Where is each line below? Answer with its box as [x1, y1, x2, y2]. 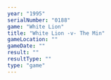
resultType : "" [7, 56, 52, 63]
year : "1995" [7, 10, 46, 17]
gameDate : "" [7, 42, 46, 49]
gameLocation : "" [7, 36, 58, 43]
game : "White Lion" [7, 23, 65, 30]
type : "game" [7, 62, 46, 69]
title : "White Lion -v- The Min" [7, 29, 105, 37]
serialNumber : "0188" [7, 17, 71, 24]
